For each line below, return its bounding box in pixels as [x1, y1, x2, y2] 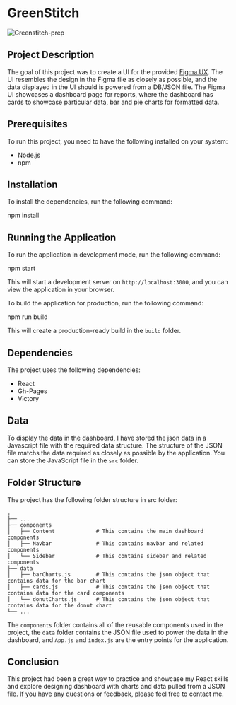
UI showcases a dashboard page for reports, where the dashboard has [7, 90, 213, 98]
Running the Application [7, 231, 117, 243]
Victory [17, 395, 40, 402]
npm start [7, 264, 36, 273]
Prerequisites [7, 118, 68, 130]
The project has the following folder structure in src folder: [7, 495, 178, 503]
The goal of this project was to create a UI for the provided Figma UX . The [7, 67, 223, 76]
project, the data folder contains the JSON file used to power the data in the [7, 628, 228, 636]
